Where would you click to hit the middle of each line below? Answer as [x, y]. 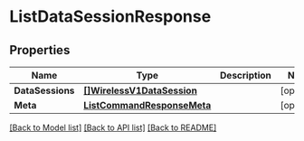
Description [246, 75]
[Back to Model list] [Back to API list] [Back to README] [113, 127]
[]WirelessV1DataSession [140, 90]
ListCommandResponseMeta [147, 105]
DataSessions [44, 90]
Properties [40, 50]
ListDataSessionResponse [110, 17]
